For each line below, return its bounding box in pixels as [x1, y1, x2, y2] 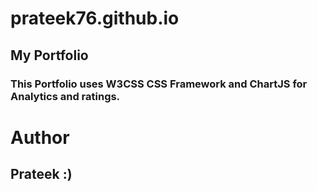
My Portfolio [10, 47, 89, 64]
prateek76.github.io [10, 7, 180, 30]
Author [10, 126, 70, 149]
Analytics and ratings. [10, 89, 121, 103]
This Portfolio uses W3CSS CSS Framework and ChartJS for [10, 77, 308, 91]
